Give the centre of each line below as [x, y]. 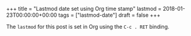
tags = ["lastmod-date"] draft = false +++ [109, 15]
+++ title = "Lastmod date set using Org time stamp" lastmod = [84, 9]
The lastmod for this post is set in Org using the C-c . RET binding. [88, 27]
